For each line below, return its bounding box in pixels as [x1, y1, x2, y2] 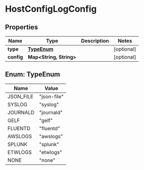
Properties [5, 23, 38, 31]
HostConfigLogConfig [5, 3, 97, 15]
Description [81, 38, 109, 44]
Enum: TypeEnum [5, 70, 60, 79]
